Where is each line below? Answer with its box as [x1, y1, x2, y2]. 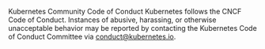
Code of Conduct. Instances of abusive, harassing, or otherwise [8, 15, 217, 24]
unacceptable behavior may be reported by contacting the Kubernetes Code [8, 24, 257, 32]
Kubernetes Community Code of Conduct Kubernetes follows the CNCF [8, 7, 242, 16]
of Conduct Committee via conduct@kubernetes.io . [8, 32, 176, 41]
